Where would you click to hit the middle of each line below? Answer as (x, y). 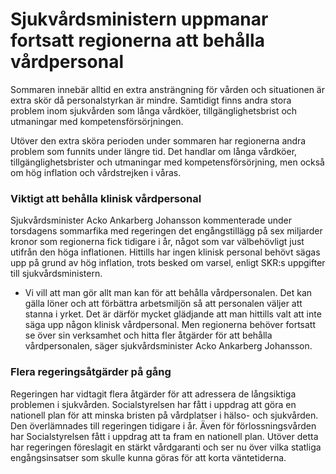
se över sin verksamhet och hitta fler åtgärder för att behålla (148, 335)
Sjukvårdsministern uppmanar (139, 19)
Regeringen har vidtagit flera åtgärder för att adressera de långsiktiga (153, 394)
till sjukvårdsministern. (56, 274)
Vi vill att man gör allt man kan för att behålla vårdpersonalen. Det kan (168, 293)
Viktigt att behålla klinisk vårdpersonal (106, 198)
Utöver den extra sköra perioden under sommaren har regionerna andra (158, 140)
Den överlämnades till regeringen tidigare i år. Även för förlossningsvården (163, 425)
